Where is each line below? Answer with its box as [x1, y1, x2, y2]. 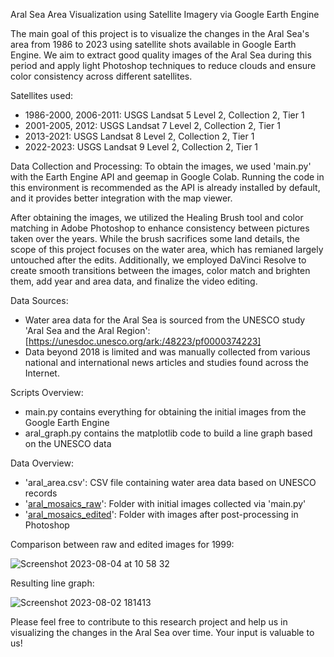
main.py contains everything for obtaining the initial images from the [24, 406, 307, 418]
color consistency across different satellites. [10, 70, 193, 82]
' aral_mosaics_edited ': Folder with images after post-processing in [24, 509, 299, 520]
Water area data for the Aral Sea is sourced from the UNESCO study [24, 314, 306, 326]
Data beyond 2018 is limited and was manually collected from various [24, 346, 311, 358]
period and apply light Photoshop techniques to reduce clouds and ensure [10, 60, 317, 71]
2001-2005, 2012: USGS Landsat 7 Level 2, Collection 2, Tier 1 [24, 120, 281, 131]
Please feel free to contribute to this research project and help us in [10, 616, 288, 628]
